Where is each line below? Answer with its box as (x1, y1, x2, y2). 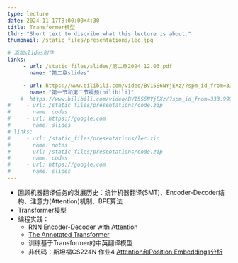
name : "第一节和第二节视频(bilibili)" (29, 89, 135, 96)
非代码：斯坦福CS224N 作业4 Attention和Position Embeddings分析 (28, 247, 223, 256)
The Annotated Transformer (28, 230, 110, 238)
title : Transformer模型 (7, 23, 76, 30)
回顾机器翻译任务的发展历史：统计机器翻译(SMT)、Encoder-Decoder (17, 188, 219, 196)
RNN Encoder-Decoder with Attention (28, 223, 138, 231)
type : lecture (7, 10, 50, 18)
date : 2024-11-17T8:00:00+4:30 (7, 17, 100, 24)
